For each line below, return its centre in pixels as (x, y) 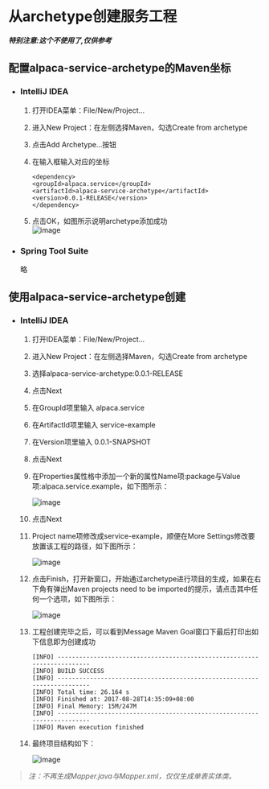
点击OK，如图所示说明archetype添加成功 (100, 221)
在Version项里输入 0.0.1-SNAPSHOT (91, 442)
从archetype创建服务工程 (93, 17)
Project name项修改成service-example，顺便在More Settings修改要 (143, 535)
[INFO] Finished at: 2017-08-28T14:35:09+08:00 (113, 699)
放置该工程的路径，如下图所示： (85, 546)
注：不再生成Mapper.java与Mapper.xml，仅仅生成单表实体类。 (132, 776)
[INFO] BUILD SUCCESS (68, 671)
